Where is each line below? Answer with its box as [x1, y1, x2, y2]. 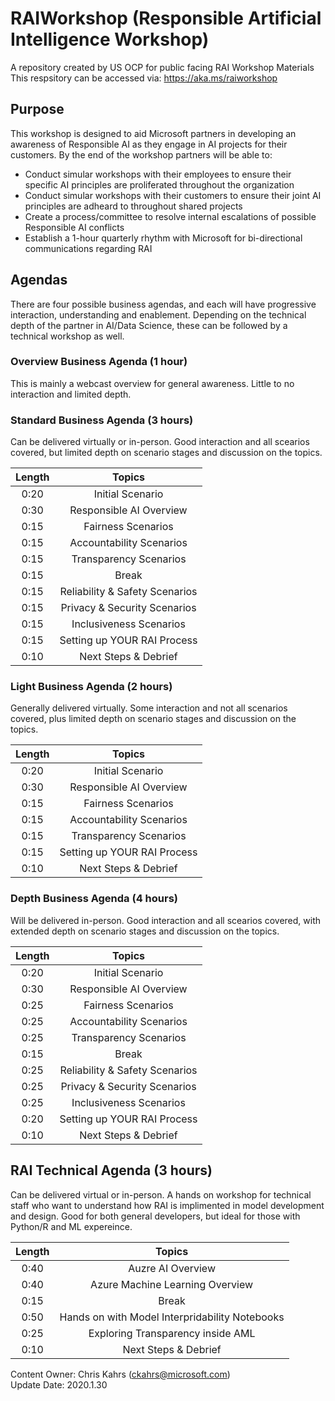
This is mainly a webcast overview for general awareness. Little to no [10, 377, 295, 389]
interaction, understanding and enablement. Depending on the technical [10, 308, 307, 321]
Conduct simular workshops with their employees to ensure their [24, 168, 292, 180]
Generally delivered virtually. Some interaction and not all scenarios [10, 702, 288, 714]
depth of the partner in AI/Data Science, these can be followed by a [10, 319, 288, 331]
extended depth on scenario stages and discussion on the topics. [10, 925, 280, 937]
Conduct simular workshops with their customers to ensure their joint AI [24, 189, 322, 201]
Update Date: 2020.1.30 [10, 1378, 108, 1391]
